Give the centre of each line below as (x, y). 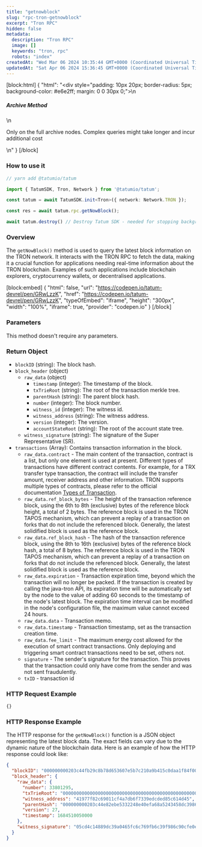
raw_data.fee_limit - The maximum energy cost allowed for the (103, 640)
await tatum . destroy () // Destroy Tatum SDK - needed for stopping (93, 222)
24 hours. (36, 614)
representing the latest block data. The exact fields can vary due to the (94, 742)
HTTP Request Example (41, 694)
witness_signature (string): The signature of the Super (91, 435)
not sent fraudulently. (50, 672)
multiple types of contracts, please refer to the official (90, 486)
